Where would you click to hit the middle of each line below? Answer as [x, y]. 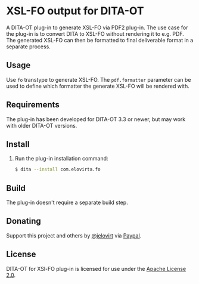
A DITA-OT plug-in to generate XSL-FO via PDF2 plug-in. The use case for [97, 27]
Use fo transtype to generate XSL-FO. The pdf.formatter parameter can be [99, 79]
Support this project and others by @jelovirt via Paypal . [74, 235]
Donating [24, 221]
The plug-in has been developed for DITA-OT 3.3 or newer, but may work [96, 119]
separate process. [28, 47]
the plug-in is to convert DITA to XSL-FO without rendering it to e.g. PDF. [95, 33]
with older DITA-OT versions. [42, 125]
